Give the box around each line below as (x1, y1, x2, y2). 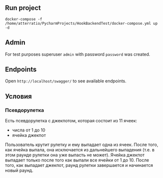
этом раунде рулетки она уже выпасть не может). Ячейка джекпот (5, 152, 145, 158)
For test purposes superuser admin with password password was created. (5, 51, 150, 57)
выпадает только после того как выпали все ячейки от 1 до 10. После (5, 157, 149, 163)
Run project (5, 4, 41, 12)
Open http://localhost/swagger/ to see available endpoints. (5, 78, 127, 84)
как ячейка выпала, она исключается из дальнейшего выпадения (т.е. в (5, 147, 155, 153)
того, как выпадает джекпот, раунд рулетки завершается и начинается (5, 162, 153, 168)
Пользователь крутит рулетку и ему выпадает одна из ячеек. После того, (5, 142, 159, 147)
